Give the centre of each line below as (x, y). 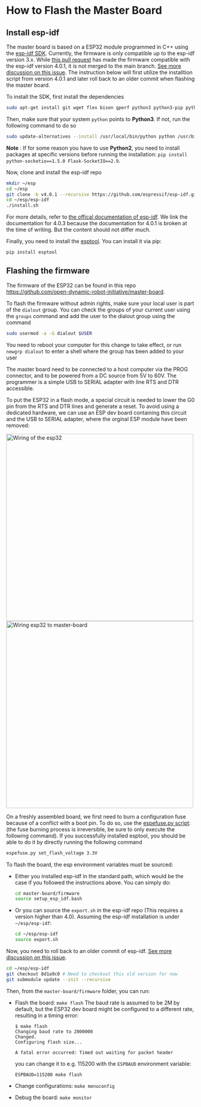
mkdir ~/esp (21, 183)
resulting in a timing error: (47, 1015)
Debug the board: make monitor (53, 1097)
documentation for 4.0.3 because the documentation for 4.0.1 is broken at (97, 223)
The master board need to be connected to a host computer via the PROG (97, 369)
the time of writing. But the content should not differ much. (78, 230)
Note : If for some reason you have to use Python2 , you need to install (93, 148)
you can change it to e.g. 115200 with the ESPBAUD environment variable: (103, 1063)
